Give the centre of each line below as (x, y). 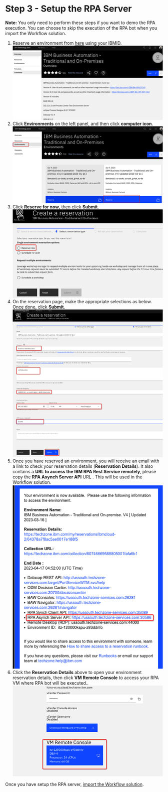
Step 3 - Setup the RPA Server (68, 9)
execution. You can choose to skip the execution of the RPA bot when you (81, 28)
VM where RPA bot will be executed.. (50, 683)
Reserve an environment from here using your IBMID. (67, 43)
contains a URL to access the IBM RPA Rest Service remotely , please (84, 472)
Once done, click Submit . (39, 307)
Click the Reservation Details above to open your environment (77, 673)
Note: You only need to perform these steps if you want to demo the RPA (80, 23)
